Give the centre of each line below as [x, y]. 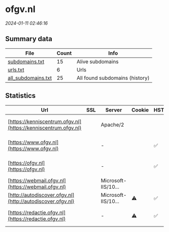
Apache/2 [112, 125]
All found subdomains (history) [113, 78]
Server [114, 110]
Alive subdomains [98, 61]
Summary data [29, 39]
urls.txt [16, 70]
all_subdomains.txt [30, 78]
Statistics [21, 96]
